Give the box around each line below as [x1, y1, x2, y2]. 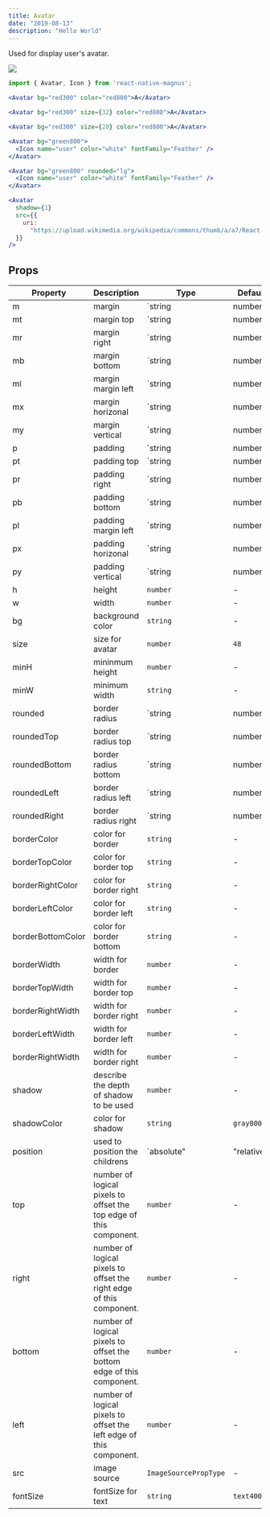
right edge [93, 1283, 133, 1294]
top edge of [93, 1209, 138, 1220]
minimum [93, 680, 129, 691]
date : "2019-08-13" [8, 19, 74, 27]
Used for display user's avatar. [8, 49, 110, 59]
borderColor [12, 834, 59, 845]
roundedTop [12, 731, 59, 742]
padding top [93, 456, 139, 467]
